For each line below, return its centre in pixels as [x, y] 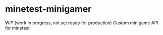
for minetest [18, 28]
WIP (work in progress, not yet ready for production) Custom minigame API [82, 23]
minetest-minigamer [48, 9]
